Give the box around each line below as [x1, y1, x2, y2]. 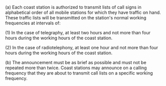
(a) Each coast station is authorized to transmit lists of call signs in [5, 4, 141, 10]
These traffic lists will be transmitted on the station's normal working [5, 15, 146, 20]
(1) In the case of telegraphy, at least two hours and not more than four [5, 30, 151, 35]
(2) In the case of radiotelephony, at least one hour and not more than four [5, 45, 158, 50]
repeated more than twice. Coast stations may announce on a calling [5, 65, 147, 71]
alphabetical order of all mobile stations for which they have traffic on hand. [5, 9, 161, 15]
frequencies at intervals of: [5, 20, 61, 26]
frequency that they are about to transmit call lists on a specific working [5, 70, 153, 76]
